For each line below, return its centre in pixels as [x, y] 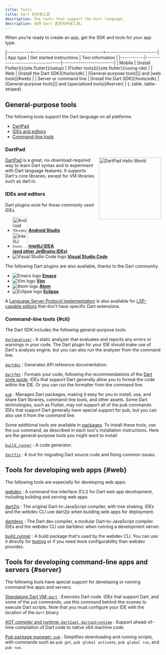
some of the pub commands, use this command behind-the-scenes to [76, 602]
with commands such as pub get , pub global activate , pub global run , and [82, 642]
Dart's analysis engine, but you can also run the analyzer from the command [83, 349]
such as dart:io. [21, 181]
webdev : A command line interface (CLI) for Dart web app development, [79, 491]
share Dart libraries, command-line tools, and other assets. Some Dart [76, 399]
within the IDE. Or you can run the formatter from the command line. [74, 385]
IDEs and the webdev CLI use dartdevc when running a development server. [83, 526]
